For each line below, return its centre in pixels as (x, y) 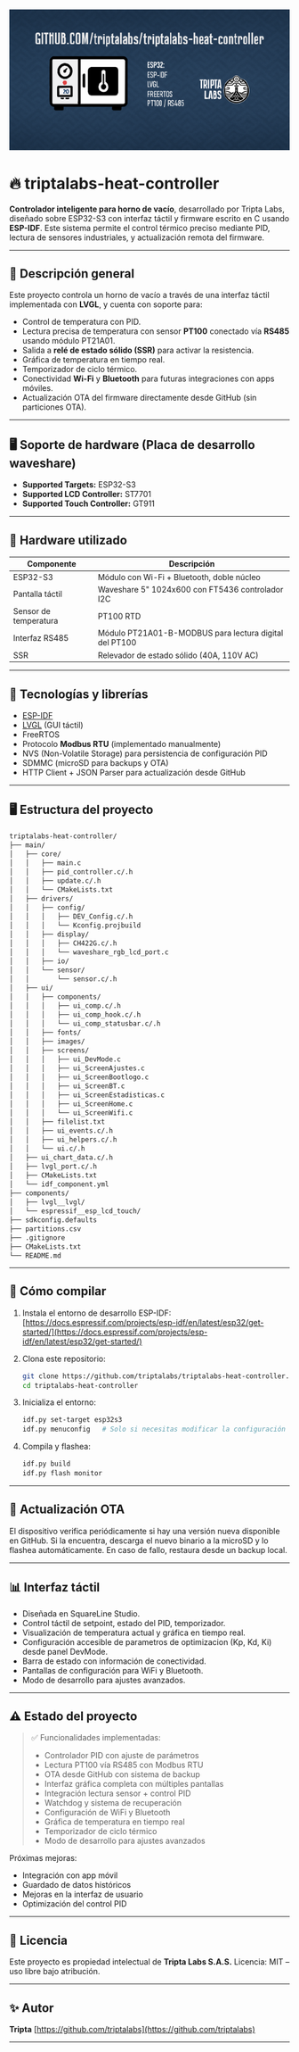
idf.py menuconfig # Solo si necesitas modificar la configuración (154, 1429)
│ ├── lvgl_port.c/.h (53, 1166)
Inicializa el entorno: (59, 1402)
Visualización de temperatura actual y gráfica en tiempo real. (134, 1632)
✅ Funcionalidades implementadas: (96, 1738)
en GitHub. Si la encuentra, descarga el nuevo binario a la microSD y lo (139, 1541)
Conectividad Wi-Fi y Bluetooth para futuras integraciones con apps (148, 378)
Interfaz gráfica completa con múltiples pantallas (134, 1784)
